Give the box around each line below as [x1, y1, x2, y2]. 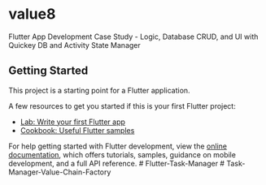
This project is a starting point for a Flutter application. [8, 85, 190, 95]
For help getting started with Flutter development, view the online [8, 141, 228, 151]
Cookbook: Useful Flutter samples [20, 125, 135, 135]
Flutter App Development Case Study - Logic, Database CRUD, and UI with [8, 32, 259, 41]
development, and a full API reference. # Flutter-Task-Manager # [8, 158, 225, 168]
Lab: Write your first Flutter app [20, 117, 126, 127]
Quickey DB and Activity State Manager [8, 40, 141, 49]
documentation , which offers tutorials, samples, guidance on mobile [8, 149, 236, 159]
